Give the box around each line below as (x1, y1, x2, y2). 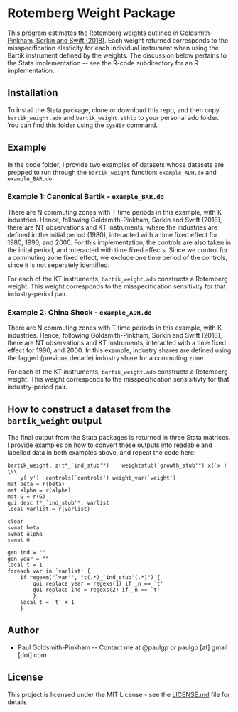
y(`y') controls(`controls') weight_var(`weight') (20, 474, 176, 481)
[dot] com (17, 650, 47, 659)
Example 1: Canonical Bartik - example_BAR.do (7, 192, 165, 202)
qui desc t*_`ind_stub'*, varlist (7, 499, 110, 506)
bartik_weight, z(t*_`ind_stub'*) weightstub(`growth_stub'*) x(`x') (7, 462, 227, 469)
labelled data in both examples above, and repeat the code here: (7, 448, 196, 456)
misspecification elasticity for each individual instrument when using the (7, 43, 219, 52)
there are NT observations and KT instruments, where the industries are (7, 222, 218, 232)
